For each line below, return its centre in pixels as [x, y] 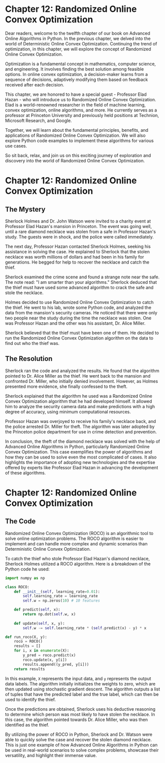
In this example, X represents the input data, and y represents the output [78, 678]
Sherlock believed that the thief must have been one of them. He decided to [82, 333]
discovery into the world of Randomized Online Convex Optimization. [75, 160]
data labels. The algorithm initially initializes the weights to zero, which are [80, 684]
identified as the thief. [27, 725]
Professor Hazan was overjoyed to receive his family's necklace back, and [81, 421]
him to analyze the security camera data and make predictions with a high [80, 406]
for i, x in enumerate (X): [42, 651]
